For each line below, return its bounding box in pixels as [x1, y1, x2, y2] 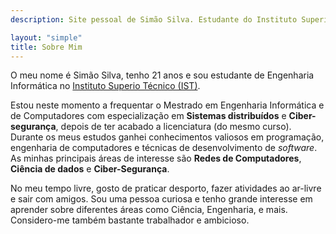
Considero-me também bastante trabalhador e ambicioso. [10, 214, 250, 226]
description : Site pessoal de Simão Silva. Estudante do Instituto [10, 14, 298, 25]
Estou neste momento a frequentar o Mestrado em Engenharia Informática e [10, 99, 325, 111]
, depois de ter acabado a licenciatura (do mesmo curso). [55, 121, 292, 133]
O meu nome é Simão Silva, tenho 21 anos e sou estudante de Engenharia [10, 69, 315, 81]
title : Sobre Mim [10, 42, 83, 52]
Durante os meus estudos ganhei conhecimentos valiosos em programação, [10, 131, 325, 143]
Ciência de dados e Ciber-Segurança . [10, 163, 170, 175]
